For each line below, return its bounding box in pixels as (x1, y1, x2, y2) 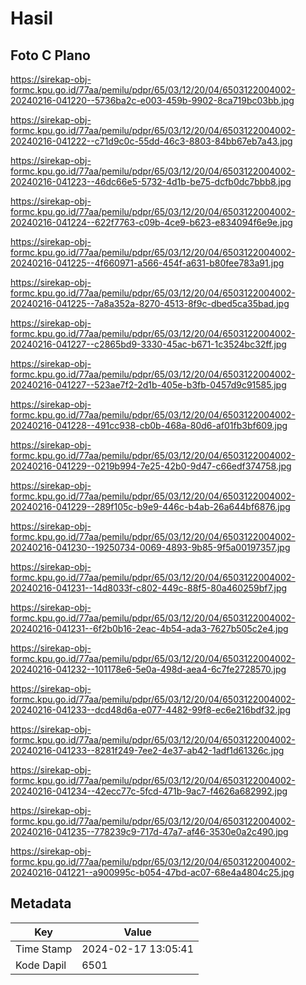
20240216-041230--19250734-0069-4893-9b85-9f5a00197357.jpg (10, 542, 291, 553)
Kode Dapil (15, 958, 67, 972)
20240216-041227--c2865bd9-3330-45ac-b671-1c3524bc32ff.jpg (10, 338, 287, 350)
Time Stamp (15, 942, 73, 956)
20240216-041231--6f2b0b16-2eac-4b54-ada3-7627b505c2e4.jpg (10, 623, 289, 634)
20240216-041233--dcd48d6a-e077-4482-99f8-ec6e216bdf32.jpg (10, 704, 291, 716)
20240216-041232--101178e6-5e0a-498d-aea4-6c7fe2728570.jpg (10, 663, 287, 675)
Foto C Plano (10, 47, 91, 64)
